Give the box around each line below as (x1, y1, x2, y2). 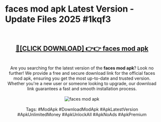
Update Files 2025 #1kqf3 (5, 14, 111, 25)
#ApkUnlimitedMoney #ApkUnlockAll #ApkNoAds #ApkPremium (17, 111, 147, 117)
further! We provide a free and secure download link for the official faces (9, 70, 155, 76)
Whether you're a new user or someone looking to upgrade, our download (7, 80, 157, 86)
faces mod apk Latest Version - (5, 3, 134, 15)
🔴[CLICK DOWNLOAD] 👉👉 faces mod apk (15, 45, 149, 53)
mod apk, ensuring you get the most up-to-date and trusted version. (13, 75, 151, 81)
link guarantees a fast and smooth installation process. (27, 86, 137, 91)
